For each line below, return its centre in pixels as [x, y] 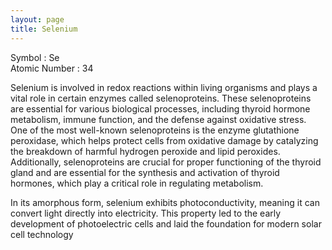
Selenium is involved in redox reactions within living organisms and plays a [164, 87]
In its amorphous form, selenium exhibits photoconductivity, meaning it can [165, 202]
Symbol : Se [35, 57]
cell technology [42, 234]
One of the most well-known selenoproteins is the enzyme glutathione [155, 130]
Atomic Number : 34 [52, 68]
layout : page [37, 19]
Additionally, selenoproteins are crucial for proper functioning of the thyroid [166, 162]
